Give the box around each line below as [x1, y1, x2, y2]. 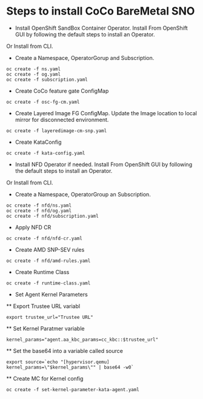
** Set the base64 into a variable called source [6, 347, 123, 354]
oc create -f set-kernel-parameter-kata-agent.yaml [6, 386, 139, 392]
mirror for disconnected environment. [15, 116, 109, 123]
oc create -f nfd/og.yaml [6, 207, 72, 213]
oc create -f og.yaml [6, 71, 61, 77]
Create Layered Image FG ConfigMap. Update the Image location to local [15, 109, 197, 116]
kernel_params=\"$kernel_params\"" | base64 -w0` [6, 364, 135, 370]
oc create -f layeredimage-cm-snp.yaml [6, 127, 107, 134]
